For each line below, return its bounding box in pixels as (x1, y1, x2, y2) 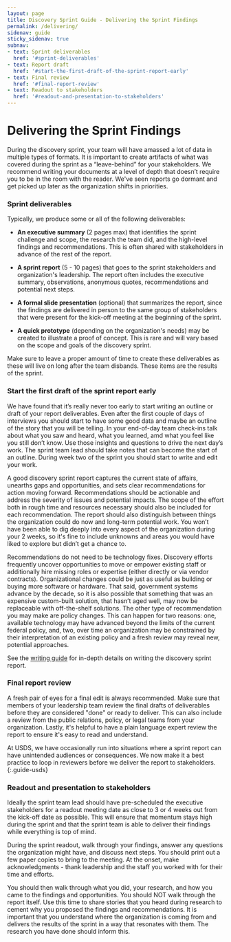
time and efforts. (7, 870, 54, 879)
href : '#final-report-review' (13, 80, 100, 87)
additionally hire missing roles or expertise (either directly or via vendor (7, 567, 209, 576)
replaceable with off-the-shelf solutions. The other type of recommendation (7, 604, 222, 612)
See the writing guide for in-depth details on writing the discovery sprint (7, 654, 212, 662)
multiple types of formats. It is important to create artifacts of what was (7, 153, 209, 161)
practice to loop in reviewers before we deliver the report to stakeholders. (7, 758, 216, 767)
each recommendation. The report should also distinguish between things (7, 510, 217, 518)
